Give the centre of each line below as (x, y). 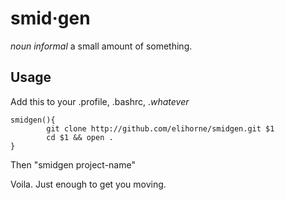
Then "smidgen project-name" (73, 164)
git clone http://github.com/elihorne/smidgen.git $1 (160, 128)
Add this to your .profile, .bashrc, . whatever (100, 101)
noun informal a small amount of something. (101, 46)
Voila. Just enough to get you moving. (88, 184)
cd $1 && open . (80, 137)
